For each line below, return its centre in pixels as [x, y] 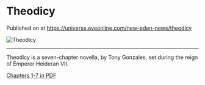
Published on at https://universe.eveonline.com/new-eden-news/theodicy [99, 28]
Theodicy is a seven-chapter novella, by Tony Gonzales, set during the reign [102, 57]
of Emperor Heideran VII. [38, 63]
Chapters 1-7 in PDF [31, 75]
